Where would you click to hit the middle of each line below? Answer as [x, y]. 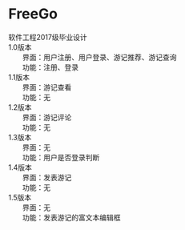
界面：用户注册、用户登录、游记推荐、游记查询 [100, 57]
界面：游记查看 [47, 87]
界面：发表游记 [47, 177]
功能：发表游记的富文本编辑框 [72, 217]
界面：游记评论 [47, 117]
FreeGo [33, 14]
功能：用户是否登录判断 [61, 157]
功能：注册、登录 [50, 67]
